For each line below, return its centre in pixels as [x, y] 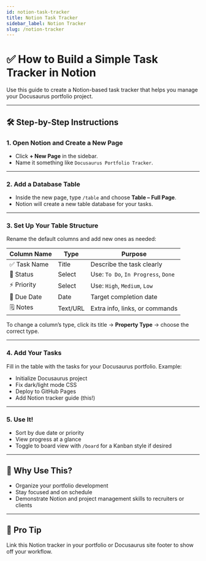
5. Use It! [20, 419]
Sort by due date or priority [50, 433]
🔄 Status [21, 275]
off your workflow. [29, 551]
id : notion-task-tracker [38, 12]
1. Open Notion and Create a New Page [65, 143]
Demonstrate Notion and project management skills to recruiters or [100, 498]
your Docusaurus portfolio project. [50, 96]
